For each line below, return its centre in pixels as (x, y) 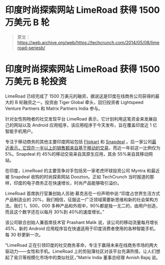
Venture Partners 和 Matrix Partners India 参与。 (54, 108)
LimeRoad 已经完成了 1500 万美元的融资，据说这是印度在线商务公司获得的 (80, 96)
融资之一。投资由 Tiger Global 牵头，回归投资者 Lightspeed (83, 102)
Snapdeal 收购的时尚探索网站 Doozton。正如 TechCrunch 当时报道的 (80, 177)
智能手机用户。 (20, 131)
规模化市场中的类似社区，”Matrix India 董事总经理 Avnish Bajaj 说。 (93, 257)
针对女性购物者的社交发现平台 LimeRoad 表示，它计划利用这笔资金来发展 (79, 119)
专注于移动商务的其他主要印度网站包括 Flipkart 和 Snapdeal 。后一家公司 (79, 141)
